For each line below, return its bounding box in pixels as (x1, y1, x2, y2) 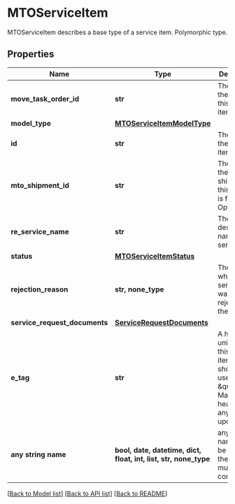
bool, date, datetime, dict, (115, 445, 201, 455)
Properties (7, 48, 55, 60)
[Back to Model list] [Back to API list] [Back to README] (7, 489, 168, 498)
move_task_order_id (10, 94, 80, 103)
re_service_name (10, 226, 69, 236)
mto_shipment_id (10, 180, 70, 190)
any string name (10, 449, 66, 459)
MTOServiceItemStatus (115, 251, 195, 261)
